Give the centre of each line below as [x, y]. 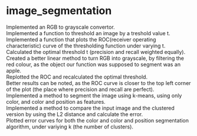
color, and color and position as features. [56, 101]
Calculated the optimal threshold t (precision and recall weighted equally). [96, 52]
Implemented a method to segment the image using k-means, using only [94, 96]
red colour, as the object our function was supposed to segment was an [93, 64]
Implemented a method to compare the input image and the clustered [91, 108]
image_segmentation [59, 11]
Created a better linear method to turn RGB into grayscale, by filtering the [95, 58]
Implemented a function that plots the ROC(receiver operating [81, 39]
